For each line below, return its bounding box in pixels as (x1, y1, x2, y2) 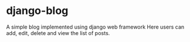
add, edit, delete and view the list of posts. (6, 29, 110, 36)
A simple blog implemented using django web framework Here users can (6, 23, 185, 30)
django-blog (6, 4, 68, 17)
